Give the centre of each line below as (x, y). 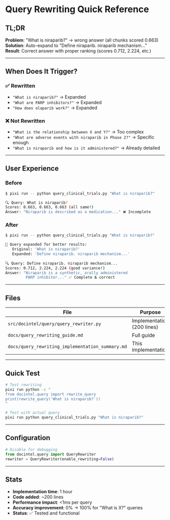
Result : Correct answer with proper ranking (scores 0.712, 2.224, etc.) (78, 51)
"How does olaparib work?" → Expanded (55, 108)
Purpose (150, 312)
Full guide (143, 335)
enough (20, 142)
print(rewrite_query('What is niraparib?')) (53, 399)
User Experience (32, 169)
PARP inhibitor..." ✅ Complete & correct (70, 277)
